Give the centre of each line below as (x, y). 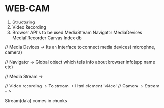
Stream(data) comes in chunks (36, 100)
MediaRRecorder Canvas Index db (47, 38)
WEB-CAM (27, 9)
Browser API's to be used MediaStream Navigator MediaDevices (77, 32)
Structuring (24, 22)
